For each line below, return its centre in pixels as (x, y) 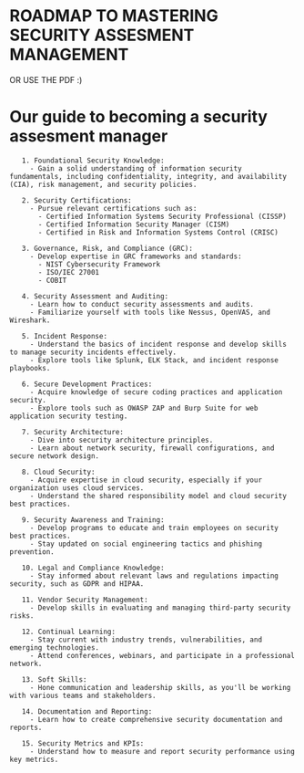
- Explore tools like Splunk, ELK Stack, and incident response (154, 360)
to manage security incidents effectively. (93, 352)
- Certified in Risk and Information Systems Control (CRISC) (158, 232)
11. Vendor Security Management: (85, 600)
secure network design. (55, 456)
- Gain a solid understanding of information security (136, 168)
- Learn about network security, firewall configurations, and (152, 448)
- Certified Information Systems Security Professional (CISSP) (162, 216)
